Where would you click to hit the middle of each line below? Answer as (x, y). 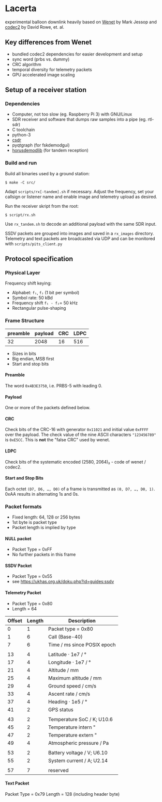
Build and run (21, 163)
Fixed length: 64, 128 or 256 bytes (46, 517)
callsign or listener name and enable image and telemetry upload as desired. (81, 197)
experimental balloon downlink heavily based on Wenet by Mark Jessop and (81, 22)
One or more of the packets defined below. (48, 408)
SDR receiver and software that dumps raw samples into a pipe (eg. (79, 119)
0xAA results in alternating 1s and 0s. (42, 494)
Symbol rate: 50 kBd (32, 298)
